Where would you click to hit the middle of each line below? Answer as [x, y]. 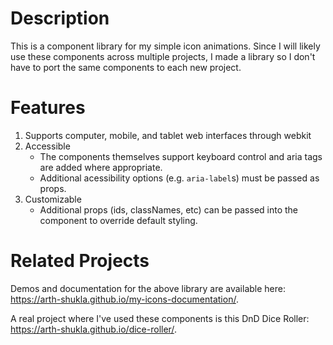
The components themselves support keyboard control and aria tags [181, 156]
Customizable [53, 199]
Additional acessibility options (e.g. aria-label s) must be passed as [179, 178]
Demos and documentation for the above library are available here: [148, 288]
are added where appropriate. [101, 167]
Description [60, 18]
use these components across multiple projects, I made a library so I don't [163, 56]
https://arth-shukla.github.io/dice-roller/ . [93, 329]
